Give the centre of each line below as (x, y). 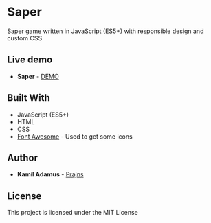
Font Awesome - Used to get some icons (75, 136)
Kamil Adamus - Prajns (50, 174)
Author (22, 157)
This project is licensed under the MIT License (73, 213)
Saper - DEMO (38, 76)
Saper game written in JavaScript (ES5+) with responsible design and (105, 31)
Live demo (30, 60)
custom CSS (25, 38)
